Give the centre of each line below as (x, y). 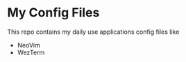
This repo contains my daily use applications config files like (93, 32)
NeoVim (28, 45)
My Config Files (53, 13)
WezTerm (31, 52)
